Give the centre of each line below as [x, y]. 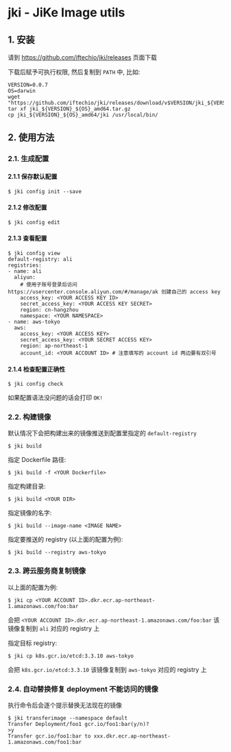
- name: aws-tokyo [34, 322]
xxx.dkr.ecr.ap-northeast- [132, 736]
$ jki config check [36, 384]
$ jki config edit [34, 222]
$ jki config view [34, 253]
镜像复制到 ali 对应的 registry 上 [54, 628]
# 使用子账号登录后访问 [49, 284]
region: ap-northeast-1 [54, 345]
